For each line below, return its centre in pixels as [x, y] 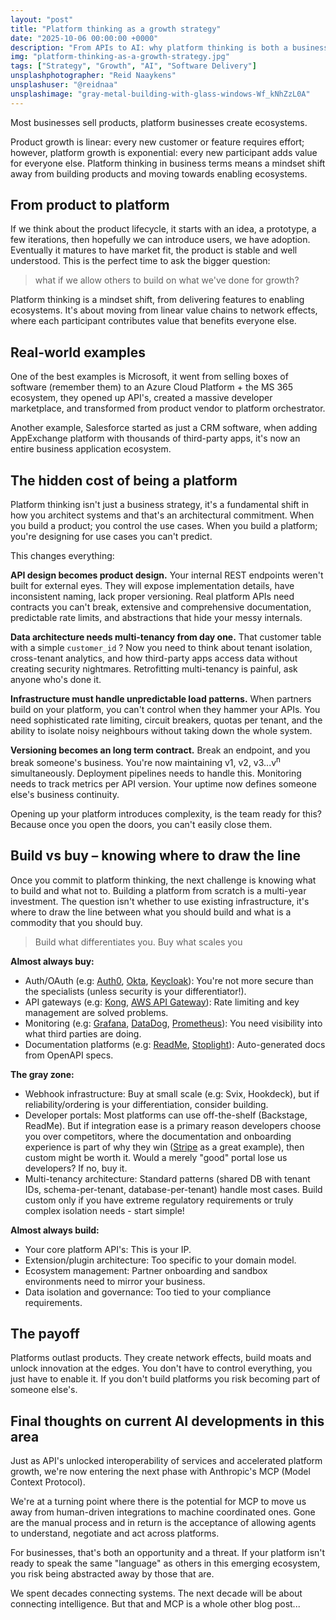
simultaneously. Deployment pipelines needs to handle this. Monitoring [156, 773]
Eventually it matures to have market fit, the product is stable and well [154, 250]
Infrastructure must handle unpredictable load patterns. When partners [161, 699]
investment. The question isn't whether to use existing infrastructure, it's [160, 901]
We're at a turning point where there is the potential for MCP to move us [158, 1502]
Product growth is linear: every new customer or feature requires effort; [157, 142]
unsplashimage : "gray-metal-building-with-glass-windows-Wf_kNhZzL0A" [160, 94]
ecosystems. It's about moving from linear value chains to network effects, [164, 310]
